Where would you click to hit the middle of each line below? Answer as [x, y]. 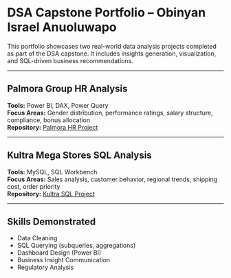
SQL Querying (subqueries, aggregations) [76, 246]
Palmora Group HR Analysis [67, 89]
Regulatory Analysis [45, 267]
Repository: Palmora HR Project [53, 127]
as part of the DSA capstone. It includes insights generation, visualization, [112, 54]
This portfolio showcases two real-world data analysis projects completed [112, 46]
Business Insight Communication [64, 260]
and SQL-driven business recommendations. [70, 60]
